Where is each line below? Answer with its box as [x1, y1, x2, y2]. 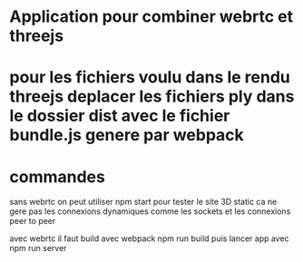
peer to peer [9, 216, 56, 227]
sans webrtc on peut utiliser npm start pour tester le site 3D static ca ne [9, 197, 278, 208]
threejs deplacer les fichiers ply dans [9, 86, 295, 107]
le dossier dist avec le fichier [9, 106, 230, 126]
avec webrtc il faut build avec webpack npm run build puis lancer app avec [9, 233, 289, 244]
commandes [9, 166, 106, 187]
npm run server [9, 243, 67, 254]
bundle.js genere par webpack [9, 125, 245, 146]
